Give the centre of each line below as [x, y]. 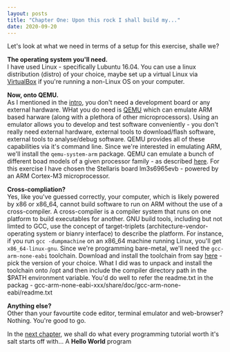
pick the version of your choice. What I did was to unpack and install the [110, 263]
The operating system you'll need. [58, 60]
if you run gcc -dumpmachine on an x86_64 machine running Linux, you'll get [114, 241]
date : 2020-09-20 [32, 26]
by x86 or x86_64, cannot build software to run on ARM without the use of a [115, 204]
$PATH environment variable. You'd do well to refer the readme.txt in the [111, 278]
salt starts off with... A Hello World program [69, 342]
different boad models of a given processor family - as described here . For [113, 161]
